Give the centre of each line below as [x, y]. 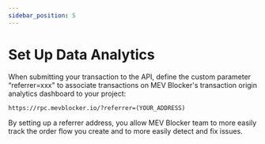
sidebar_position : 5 [42, 15]
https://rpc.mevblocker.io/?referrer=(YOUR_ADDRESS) [97, 108]
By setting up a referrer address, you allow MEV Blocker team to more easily [132, 123]
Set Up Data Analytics [82, 54]
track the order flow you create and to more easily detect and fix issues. [125, 131]
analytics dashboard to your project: [67, 93]
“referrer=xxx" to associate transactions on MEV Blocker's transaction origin [133, 85]
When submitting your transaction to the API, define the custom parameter [130, 77]
